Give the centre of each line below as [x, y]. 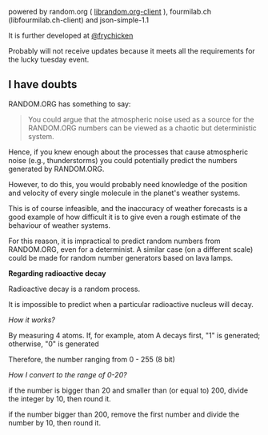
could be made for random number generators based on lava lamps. [121, 257]
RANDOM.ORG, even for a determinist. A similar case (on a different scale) [131, 249]
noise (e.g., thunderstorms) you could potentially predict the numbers [123, 160]
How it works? [32, 320]
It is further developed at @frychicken [71, 36]
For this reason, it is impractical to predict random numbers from [115, 241]
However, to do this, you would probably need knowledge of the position [128, 184]
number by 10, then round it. [55, 422]
